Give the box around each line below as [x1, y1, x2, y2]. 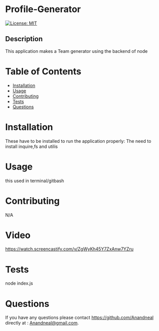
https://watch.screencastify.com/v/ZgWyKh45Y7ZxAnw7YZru [5, 246, 134, 252]
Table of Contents [5, 65, 82, 77]
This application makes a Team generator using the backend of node [5, 48, 148, 54]
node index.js [5, 280, 33, 286]
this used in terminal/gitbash [5, 178, 64, 184]
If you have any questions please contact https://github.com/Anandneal [5, 314, 154, 320]
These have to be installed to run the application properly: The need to [5, 138, 151, 144]
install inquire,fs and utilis [5, 143, 58, 149]
